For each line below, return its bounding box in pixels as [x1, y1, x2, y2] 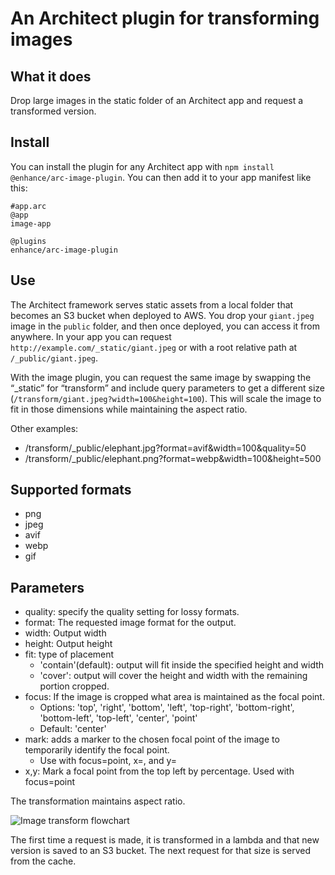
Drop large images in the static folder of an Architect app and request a [10, 95, 304, 106]
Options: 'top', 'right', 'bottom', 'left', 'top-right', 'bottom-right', [39, 702, 295, 714]
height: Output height [24, 638, 113, 650]
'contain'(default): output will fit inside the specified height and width [39, 659, 325, 671]
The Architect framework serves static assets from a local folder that [10, 298, 294, 311]
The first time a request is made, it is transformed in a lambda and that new [10, 834, 320, 846]
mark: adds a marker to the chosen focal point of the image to [24, 733, 280, 746]
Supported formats [10, 482, 132, 499]
